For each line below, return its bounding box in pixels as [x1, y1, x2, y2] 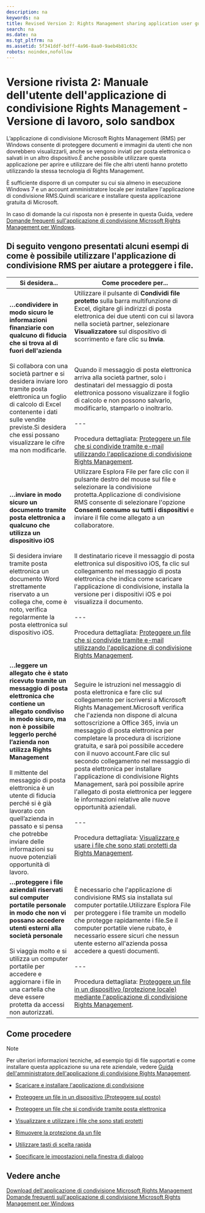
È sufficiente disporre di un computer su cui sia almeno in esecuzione [6, 179, 181, 186]
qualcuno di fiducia [9, 331, 67, 339]
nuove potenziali [9, 852, 57, 861]
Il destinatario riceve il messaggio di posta [74, 551, 195, 560]
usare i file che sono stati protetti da [74, 841, 177, 849]
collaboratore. [74, 521, 114, 529]
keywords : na [6, 15, 40, 21]
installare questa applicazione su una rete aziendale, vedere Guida [6, 1064, 174, 1071]
